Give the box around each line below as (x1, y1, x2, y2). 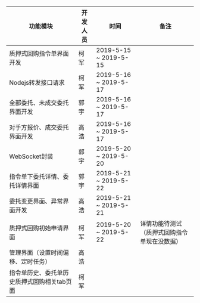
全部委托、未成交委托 (9, 98, 70, 107)
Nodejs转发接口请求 (9, 79, 65, 86)
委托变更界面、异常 (9, 197, 64, 205)
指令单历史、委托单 (9, 268, 64, 277)
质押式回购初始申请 (9, 224, 64, 232)
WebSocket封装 (9, 152, 54, 160)
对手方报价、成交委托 (9, 123, 70, 131)
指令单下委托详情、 (9, 172, 64, 181)
